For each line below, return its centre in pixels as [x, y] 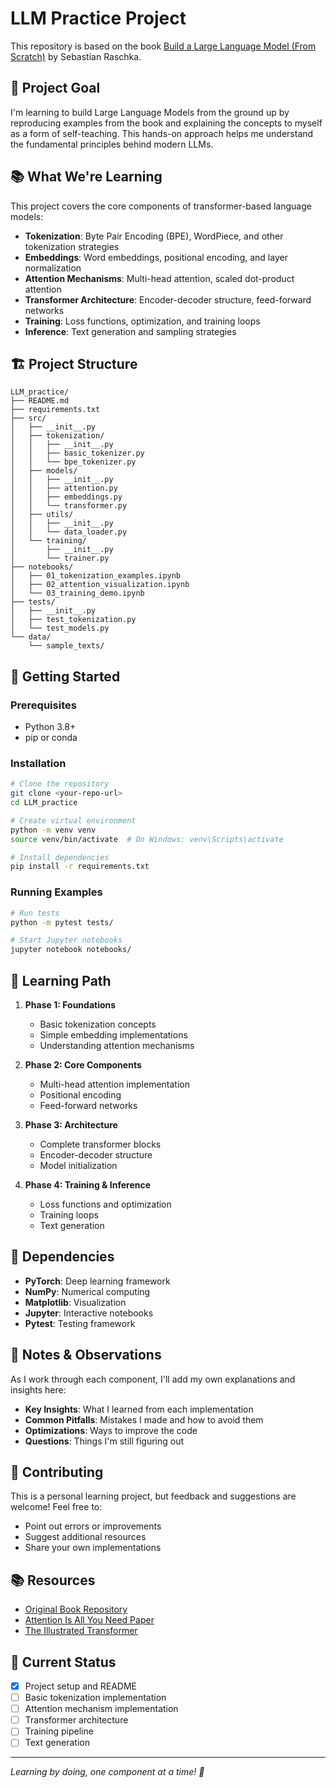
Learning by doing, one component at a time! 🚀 [107, 1772]
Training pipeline [59, 1731]
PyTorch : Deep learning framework [97, 1281]
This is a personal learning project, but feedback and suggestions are [153, 1496]
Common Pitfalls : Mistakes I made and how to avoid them [144, 1419]
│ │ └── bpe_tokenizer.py [73, 462]
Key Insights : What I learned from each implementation [139, 1409]
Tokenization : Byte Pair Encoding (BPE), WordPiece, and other [154, 236]
